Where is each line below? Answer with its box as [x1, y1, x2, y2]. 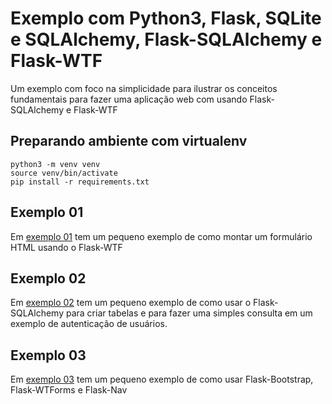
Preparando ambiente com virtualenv [10, 133, 248, 150]
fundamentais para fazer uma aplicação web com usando [10, 93, 248, 105]
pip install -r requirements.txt [10, 177, 150, 187]
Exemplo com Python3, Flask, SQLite [10, 7, 322, 30]
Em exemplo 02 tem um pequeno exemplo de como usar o [10, 297, 252, 309]
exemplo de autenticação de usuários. [10, 318, 168, 330]
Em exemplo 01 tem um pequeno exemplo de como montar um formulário [10, 230, 313, 242]
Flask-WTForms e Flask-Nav [10, 384, 128, 396]
